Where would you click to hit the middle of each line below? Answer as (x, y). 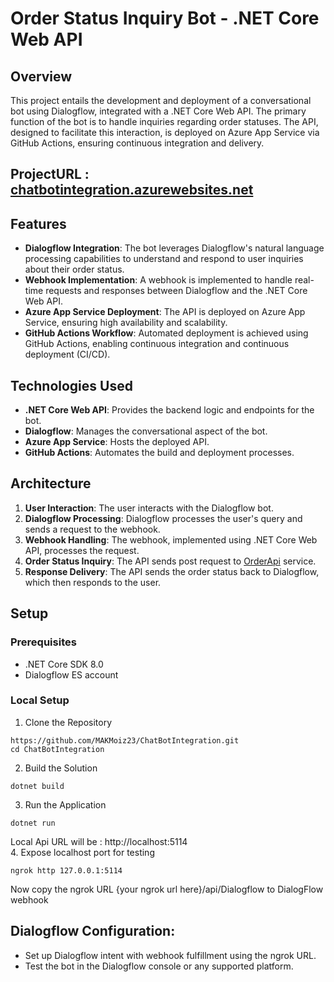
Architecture (51, 483)
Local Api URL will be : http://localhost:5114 (99, 841)
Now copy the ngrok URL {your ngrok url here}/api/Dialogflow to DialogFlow (167, 889)
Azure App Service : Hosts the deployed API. (117, 442)
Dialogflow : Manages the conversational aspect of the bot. (146, 431)
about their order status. (74, 269)
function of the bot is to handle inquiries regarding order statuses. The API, (164, 121)
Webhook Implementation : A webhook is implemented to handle (158, 280)
